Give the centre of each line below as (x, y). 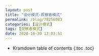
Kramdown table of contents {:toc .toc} (53, 48)
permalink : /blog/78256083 (34, 19)
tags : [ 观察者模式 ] (24, 29)
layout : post (19, 10)
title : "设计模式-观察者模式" (34, 15)
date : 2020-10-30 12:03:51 (34, 34)
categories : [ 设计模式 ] (29, 24)
